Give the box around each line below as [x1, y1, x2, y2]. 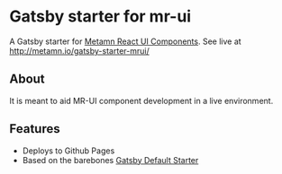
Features [9, 121, 60, 136]
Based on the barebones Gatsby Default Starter [22, 154, 199, 165]
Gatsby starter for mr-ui [9, 6, 192, 27]
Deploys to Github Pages [22, 145, 115, 156]
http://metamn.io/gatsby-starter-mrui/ [9, 45, 150, 56]
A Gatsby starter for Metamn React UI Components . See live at [9, 36, 241, 47]
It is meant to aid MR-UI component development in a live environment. [9, 95, 274, 106]
